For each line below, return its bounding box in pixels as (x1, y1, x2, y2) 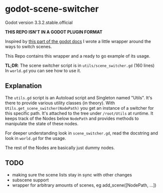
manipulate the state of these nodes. (5, 120, 79, 126)
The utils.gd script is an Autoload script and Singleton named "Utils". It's (5, 95, 152, 100)
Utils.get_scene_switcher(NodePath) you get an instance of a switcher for (5, 105, 154, 111)
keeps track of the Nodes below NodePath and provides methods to (5, 116, 139, 121)
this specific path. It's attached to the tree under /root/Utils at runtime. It (5, 110, 153, 116)
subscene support (12, 177, 49, 183)
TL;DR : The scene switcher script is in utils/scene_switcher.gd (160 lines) (5, 62, 155, 68)
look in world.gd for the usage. (5, 135, 67, 141)
